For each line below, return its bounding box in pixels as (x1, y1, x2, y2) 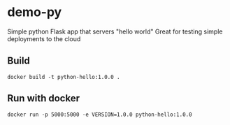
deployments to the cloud (7, 34, 81, 43)
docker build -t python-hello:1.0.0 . (7, 73, 120, 80)
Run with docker (7, 92, 80, 105)
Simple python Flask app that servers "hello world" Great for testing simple (7, 27, 223, 36)
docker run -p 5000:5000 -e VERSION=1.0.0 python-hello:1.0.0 (7, 111, 192, 118)
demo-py (7, 4, 62, 20)
